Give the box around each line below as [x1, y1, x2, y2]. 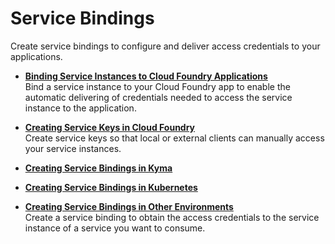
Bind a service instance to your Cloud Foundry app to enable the [24, 80, 291, 92]
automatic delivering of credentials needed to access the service [24, 91, 293, 103]
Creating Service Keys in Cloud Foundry [24, 121, 196, 133]
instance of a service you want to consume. [24, 222, 206, 234]
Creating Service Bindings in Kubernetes [24, 181, 198, 193]
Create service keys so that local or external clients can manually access [24, 132, 325, 144]
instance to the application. [24, 102, 137, 114]
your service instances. [24, 142, 122, 154]
